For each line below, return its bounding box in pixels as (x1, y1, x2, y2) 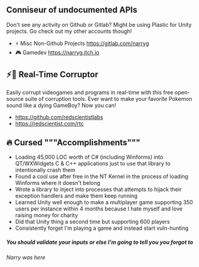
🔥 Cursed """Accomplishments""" (6, 137, 141, 148)
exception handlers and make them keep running (15, 192, 138, 199)
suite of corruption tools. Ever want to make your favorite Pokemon (25, 95, 192, 102)
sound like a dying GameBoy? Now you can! (6, 102, 116, 109)
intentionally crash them (15, 167, 76, 174)
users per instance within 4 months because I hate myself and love (15, 205, 183, 212)
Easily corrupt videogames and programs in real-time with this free (6, 88, 174, 96)
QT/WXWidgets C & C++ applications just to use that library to (15, 160, 171, 167)
